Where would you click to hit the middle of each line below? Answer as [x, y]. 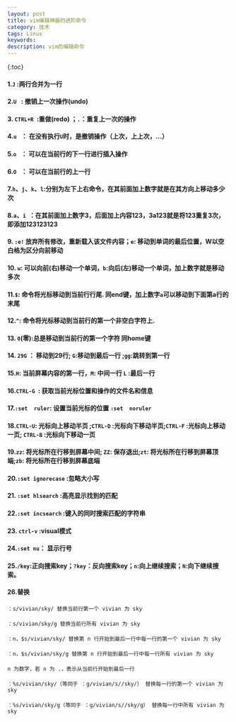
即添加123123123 [33, 224]
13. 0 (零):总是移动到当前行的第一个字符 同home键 [79, 338]
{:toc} [16, 67]
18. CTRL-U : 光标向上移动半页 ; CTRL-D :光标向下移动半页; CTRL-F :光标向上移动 [117, 426]
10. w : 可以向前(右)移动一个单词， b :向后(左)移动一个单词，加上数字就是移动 [116, 268]
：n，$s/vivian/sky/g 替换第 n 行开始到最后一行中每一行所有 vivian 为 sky [111, 654]
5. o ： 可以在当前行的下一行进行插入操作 [68, 153]
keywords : [22, 40]
